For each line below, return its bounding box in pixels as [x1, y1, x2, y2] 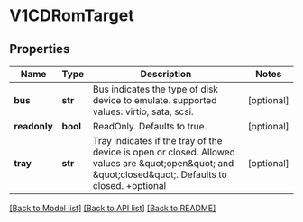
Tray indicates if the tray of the [93, 135, 223, 147]
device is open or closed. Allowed [93, 146, 236, 158]
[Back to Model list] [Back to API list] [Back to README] [9, 203, 216, 213]
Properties [9, 41, 70, 57]
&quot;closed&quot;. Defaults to [93, 168, 227, 181]
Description [140, 68, 192, 80]
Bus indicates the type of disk [93, 83, 219, 95]
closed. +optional [93, 180, 167, 191]
